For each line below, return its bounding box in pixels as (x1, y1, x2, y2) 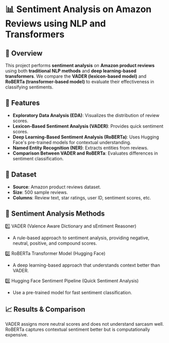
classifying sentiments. (5, 84, 54, 90)
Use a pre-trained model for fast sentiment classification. (12, 290, 132, 296)
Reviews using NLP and (5, 18, 106, 30)
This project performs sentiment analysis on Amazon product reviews (5, 63, 155, 68)
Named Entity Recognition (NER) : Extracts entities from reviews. (12, 145, 149, 151)
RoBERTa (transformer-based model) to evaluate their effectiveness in (5, 79, 154, 84)
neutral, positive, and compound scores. (12, 240, 97, 246)
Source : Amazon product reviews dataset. (12, 184, 102, 190)
